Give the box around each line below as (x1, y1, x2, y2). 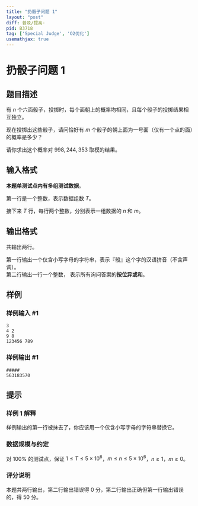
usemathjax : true (6, 36, 49, 42)
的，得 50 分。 (6, 494, 42, 501)
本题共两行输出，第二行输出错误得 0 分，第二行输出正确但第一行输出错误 (6, 486, 184, 493)
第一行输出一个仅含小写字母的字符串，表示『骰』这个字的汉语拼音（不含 (6, 256, 183, 263)
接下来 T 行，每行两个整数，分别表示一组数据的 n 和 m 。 (6, 207, 144, 214)
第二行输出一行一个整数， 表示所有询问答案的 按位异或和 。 (6, 271, 148, 278)
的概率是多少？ (6, 134, 43, 140)
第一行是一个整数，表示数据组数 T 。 (6, 194, 94, 202)
